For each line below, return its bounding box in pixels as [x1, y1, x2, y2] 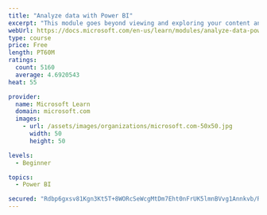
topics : [8, 173, 34, 182]
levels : [8, 151, 34, 159]
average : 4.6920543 [15, 71, 80, 79]
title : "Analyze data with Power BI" [8, 11, 133, 20]
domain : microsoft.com [15, 107, 91, 115]
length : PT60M [8, 49, 56, 57]
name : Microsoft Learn [15, 100, 91, 108]
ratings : [8, 57, 37, 64]
